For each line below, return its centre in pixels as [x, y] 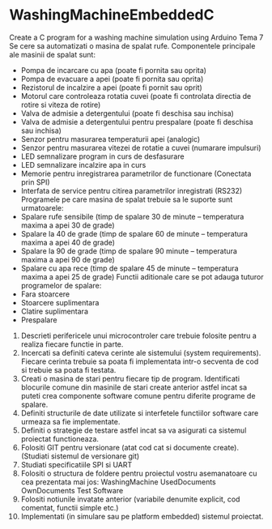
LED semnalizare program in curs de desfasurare [102, 156]
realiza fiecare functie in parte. [72, 344]
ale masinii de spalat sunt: [53, 54]
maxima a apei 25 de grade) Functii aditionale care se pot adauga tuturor [142, 276]
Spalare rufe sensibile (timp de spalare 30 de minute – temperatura [132, 216]
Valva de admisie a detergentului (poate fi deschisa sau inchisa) [127, 113]
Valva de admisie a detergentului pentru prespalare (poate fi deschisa [137, 122]
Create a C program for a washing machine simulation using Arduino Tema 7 [136, 37]
